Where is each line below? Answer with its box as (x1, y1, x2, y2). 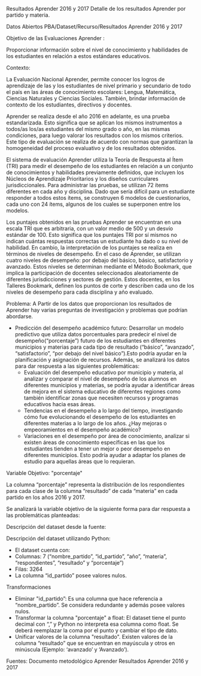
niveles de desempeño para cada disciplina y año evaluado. (6, 288, 154, 296)
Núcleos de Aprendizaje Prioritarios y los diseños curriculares (6, 175, 159, 182)
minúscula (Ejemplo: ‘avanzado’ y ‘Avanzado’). (14, 646, 129, 653)
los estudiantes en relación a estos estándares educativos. (6, 53, 151, 59)
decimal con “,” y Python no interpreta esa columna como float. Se (14, 620, 179, 628)
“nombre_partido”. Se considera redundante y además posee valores (14, 601, 185, 608)
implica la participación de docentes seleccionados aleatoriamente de (6, 269, 179, 276)
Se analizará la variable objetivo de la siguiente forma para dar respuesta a (6, 506, 190, 512)
